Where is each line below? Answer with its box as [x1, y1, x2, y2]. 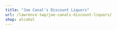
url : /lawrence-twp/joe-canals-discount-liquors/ [5, 12, 112, 17]
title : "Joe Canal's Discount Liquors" [5, 7, 90, 13]
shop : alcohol [5, 17, 35, 22]
